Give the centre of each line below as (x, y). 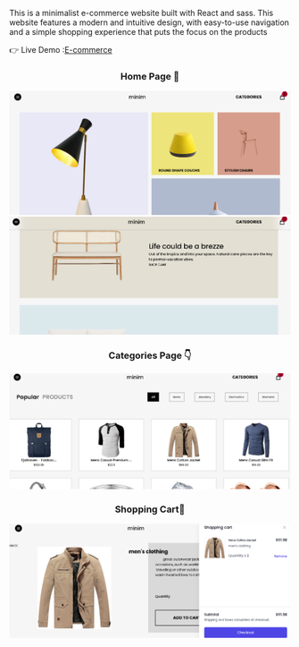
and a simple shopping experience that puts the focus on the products (138, 32)
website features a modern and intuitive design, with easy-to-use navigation (149, 22)
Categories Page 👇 (150, 355)
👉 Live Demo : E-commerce (61, 50)
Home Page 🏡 (150, 76)
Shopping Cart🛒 (150, 509)
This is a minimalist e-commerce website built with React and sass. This (141, 13)
